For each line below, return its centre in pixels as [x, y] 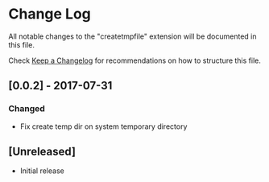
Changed [27, 109]
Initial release [42, 171]
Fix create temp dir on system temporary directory [103, 126]
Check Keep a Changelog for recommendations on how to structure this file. [135, 60]
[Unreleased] [42, 152]
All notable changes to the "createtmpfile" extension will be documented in [132, 36]
